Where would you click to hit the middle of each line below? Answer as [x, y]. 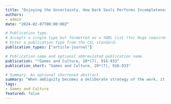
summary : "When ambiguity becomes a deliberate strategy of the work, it [85, 80]
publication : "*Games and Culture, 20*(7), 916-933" [62, 61]
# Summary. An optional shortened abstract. [53, 75]
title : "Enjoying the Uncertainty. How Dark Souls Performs [70, 10]
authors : [15, 15]
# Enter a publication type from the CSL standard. [61, 43]
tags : [11, 84]
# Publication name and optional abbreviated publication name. [75, 56]
